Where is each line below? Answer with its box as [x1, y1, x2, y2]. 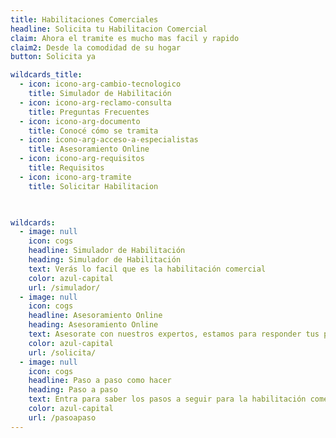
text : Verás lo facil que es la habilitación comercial [28, 264, 267, 274]
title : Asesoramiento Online [28, 144, 150, 155]
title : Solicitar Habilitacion [28, 181, 159, 191]
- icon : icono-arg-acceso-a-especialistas [19, 135, 199, 145]
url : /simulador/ [28, 282, 101, 293]
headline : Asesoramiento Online [28, 311, 163, 321]
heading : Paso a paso [28, 385, 118, 395]
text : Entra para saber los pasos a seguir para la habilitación [28, 394, 307, 405]
